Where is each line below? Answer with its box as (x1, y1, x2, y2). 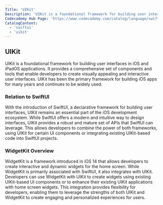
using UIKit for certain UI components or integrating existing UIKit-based (5, 130, 150, 136)
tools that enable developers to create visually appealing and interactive (5, 71, 149, 77)
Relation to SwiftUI (5, 93, 49, 100)
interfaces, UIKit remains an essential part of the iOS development (5, 110, 137, 116)
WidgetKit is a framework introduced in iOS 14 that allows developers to (5, 158, 148, 164)
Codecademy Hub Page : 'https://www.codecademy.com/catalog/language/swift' (5, 16, 162, 21)
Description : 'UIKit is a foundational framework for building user (5, 12, 147, 17)
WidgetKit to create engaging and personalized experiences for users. (5, 195, 146, 201)
